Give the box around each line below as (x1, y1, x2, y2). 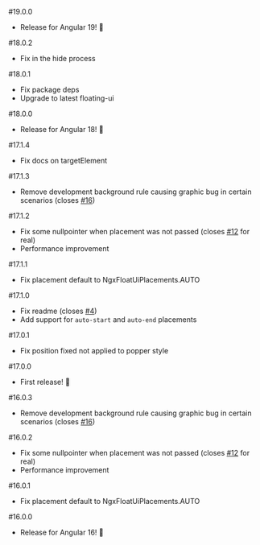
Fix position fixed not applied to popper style (19, 346, 169, 355)
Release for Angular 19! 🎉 (19, 23, 104, 31)
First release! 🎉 (19, 378, 71, 386)
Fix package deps (19, 85, 80, 94)
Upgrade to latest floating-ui (19, 93, 114, 103)
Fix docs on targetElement (19, 156, 108, 165)
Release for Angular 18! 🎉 (19, 125, 104, 134)
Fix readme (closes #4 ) (19, 306, 97, 316)
